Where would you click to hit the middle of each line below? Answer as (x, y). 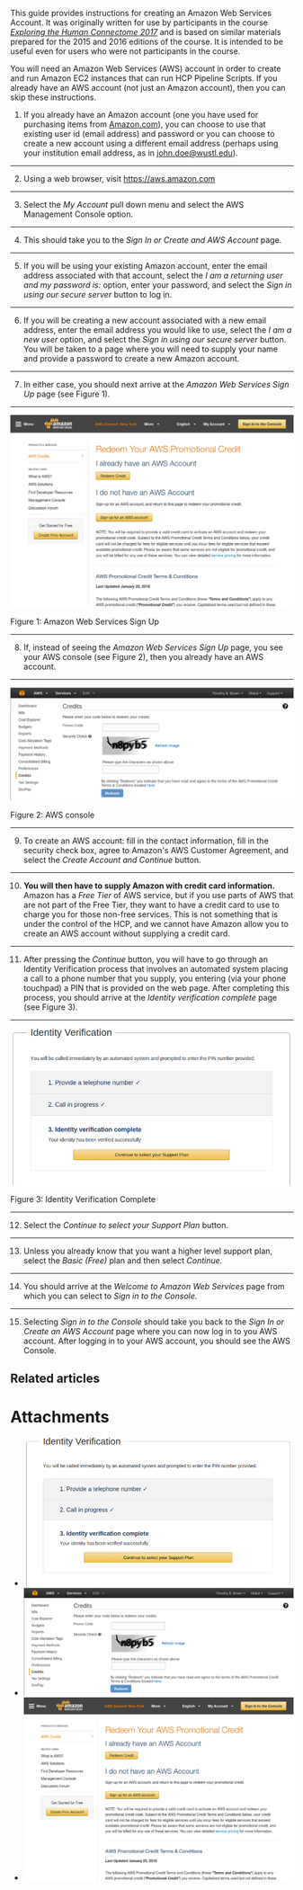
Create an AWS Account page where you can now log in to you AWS (150, 1331)
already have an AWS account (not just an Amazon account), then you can (148, 88)
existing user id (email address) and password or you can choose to (149, 134)
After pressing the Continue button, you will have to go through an (146, 959)
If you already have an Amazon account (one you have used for (141, 115)
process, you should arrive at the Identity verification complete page (150, 998)
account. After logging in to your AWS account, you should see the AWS (156, 1341)
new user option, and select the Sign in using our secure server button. (155, 339)
